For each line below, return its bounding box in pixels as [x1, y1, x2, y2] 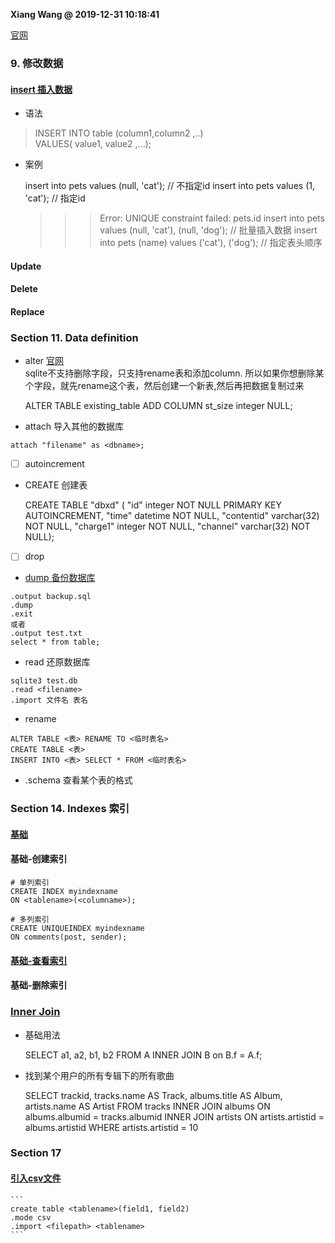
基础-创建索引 [10, 853, 68, 865]
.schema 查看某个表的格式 [24, 774, 133, 786]
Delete [10, 283, 38, 295]
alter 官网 [24, 355, 65, 367]
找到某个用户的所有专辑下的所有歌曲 [24, 1069, 175, 1081]
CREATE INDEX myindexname [10, 887, 118, 897]
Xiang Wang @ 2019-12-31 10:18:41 [10, 9, 160, 20]
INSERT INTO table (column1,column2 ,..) [34, 127, 204, 139]
